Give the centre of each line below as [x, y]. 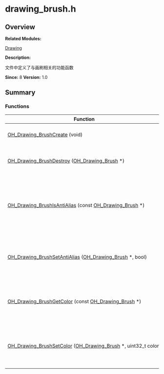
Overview [20, 27]
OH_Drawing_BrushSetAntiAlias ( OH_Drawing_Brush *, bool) [77, 257]
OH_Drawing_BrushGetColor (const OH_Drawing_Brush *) [74, 301]
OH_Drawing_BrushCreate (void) [45, 134]
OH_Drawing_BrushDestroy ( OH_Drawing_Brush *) [66, 161]
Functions [17, 107]
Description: [18, 57]
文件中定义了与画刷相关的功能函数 [39, 67]
